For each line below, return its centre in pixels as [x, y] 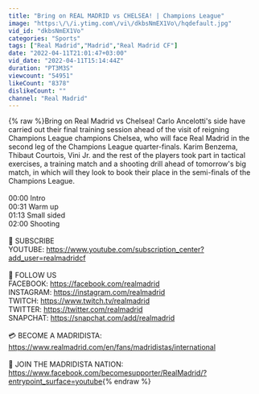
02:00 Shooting [34, 224]
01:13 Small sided [37, 215]
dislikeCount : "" [37, 91]
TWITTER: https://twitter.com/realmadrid [76, 309]
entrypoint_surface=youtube [55, 382]
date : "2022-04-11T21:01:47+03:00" [68, 53]
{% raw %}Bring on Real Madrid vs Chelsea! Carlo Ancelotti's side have [127, 121]
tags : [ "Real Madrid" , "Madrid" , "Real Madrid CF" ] [93, 46]
